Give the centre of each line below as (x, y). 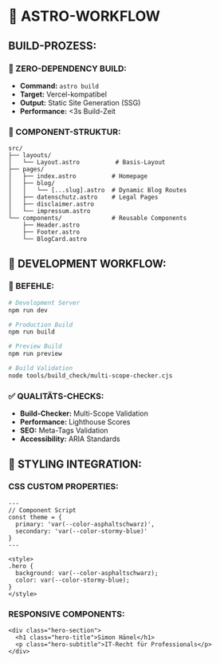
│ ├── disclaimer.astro (51, 204)
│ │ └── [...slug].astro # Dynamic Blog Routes (98, 191)
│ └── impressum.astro (49, 211)
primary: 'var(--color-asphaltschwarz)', (85, 524)
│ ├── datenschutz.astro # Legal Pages (83, 197)
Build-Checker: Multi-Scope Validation (84, 413)
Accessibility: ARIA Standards (70, 439)
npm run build (32, 332)
